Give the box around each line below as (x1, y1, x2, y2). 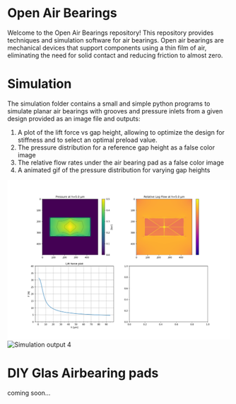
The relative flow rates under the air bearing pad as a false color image (17, 158, 225, 167)
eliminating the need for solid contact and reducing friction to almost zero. (7, 51, 223, 60)
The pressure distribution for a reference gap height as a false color (17, 143, 216, 152)
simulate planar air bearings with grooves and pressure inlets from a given (7, 106, 223, 115)
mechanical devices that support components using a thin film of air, (7, 43, 207, 52)
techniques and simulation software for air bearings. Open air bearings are (7, 35, 224, 44)
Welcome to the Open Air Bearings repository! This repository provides (7, 28, 214, 37)
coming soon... (7, 388, 51, 397)
